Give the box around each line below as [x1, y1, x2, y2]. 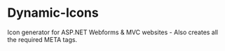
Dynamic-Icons [7, 5, 100, 21]
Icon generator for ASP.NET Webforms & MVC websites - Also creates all [7, 28, 219, 36]
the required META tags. [7, 35, 78, 43]
